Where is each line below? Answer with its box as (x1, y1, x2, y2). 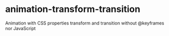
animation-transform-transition (5, 3, 140, 15)
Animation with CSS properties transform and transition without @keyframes (5, 20, 164, 26)
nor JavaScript (5, 25, 36, 31)
